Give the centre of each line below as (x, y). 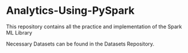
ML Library (19, 32)
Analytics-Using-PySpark (70, 11)
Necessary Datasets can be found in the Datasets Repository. (80, 44)
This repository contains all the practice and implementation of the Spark (94, 26)
